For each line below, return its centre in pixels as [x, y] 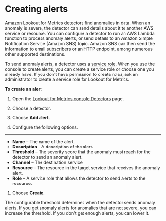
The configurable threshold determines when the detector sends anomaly [80, 202]
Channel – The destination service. [48, 162]
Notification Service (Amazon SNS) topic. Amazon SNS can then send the [80, 43]
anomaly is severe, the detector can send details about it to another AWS [79, 28]
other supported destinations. [35, 54]
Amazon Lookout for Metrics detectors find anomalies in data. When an [78, 23]
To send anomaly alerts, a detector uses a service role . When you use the [80, 64]
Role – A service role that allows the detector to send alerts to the [79, 178]
